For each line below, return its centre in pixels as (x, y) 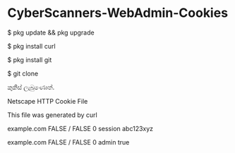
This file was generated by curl (52, 115)
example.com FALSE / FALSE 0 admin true (68, 142)
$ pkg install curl (31, 46)
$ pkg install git (30, 60)
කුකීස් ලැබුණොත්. (31, 87)
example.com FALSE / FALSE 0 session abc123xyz (80, 128)
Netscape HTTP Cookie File (48, 101)
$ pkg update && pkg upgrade (51, 32)
